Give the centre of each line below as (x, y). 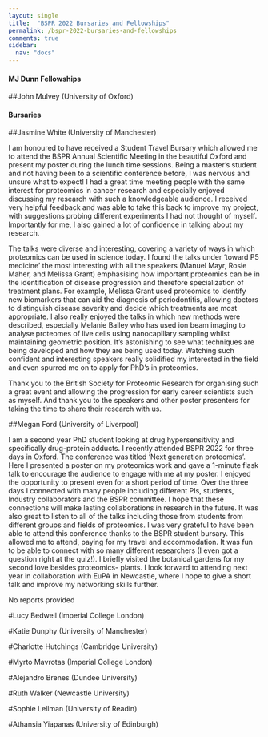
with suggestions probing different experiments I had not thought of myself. (133, 216)
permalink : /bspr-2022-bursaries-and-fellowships (93, 30)
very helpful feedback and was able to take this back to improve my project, (133, 207)
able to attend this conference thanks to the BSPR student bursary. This (126, 534)
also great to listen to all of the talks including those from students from (126, 517)
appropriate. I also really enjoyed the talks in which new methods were (124, 316)
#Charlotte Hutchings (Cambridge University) (83, 646)
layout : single (34, 16)
